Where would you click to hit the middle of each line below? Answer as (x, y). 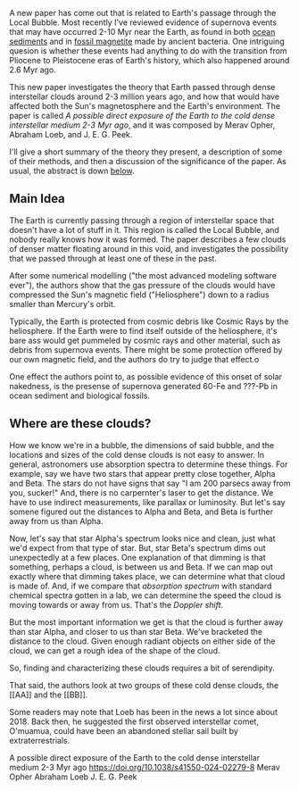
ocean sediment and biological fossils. (79, 395)
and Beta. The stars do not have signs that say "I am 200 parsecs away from (150, 483)
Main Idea (37, 199)
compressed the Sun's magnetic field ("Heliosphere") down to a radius (139, 295)
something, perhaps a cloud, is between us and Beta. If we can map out (141, 567)
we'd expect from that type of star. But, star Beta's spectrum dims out (137, 547)
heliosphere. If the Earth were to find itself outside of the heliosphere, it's (143, 330)
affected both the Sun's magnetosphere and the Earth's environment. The (145, 106)
